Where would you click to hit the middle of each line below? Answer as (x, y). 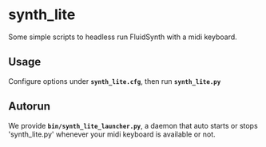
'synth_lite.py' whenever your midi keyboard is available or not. (112, 134)
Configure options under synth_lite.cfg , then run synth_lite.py (115, 81)
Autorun (29, 107)
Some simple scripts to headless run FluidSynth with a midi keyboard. (123, 37)
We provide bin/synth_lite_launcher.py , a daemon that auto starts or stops (133, 125)
